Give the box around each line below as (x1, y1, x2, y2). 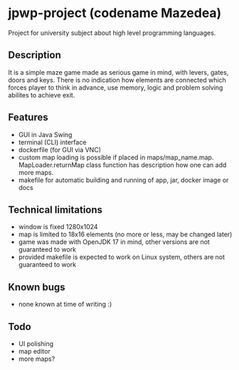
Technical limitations (8, 203, 102, 216)
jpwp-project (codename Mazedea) (8, 5, 222, 21)
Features (8, 112, 48, 124)
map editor (18, 347, 51, 355)
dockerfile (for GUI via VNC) (18, 145, 102, 154)
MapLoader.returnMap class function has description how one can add (18, 160, 227, 169)
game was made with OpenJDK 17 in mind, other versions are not (18, 238, 211, 246)
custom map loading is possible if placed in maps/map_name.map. (18, 153, 214, 162)
